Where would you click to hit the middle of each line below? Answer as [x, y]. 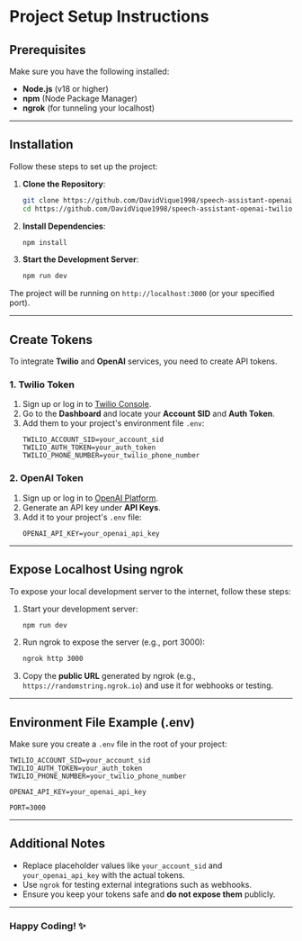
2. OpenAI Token [46, 478]
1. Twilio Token [42, 385]
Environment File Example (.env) [102, 722]
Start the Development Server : [80, 259]
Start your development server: [80, 609]
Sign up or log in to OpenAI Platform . [90, 498]
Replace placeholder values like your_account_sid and [122, 865]
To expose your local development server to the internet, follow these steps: [151, 591]
